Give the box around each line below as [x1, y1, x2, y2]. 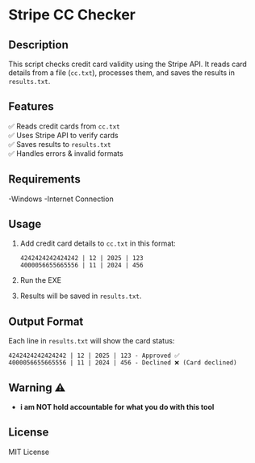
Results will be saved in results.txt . [19, 291, 142, 301]
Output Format [8, 314, 84, 328]
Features [8, 99, 54, 114]
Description [8, 38, 69, 52]
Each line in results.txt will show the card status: [8, 336, 175, 346]
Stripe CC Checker [8, 6, 136, 24]
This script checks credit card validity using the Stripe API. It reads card [8, 59, 248, 69]
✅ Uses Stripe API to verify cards [8, 130, 119, 140]
